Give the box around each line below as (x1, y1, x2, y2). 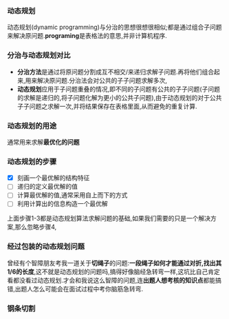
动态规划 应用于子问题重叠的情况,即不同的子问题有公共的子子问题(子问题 (17, 85, 220, 93)
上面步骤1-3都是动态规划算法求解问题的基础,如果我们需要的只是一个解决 (7, 214, 211, 223)
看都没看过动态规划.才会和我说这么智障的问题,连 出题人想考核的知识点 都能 (7, 276, 216, 284)
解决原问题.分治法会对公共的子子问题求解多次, (36, 76, 167, 84)
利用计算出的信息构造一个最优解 (17, 200, 108, 208)
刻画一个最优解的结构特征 (17, 174, 90, 182)
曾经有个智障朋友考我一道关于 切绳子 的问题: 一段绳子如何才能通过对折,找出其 (7, 258, 222, 267)
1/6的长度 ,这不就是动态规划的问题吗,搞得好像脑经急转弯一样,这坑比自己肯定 (7, 267, 220, 276)
